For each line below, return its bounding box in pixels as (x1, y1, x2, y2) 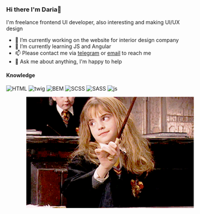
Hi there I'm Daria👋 (6, 5, 62, 14)
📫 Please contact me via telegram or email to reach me (14, 50, 152, 57)
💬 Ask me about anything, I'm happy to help (14, 58, 122, 65)
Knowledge (6, 71, 36, 79)
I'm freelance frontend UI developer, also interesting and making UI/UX (6, 19, 180, 26)
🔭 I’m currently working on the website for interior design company (14, 37, 179, 44)
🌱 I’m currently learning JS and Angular (14, 43, 111, 50)
